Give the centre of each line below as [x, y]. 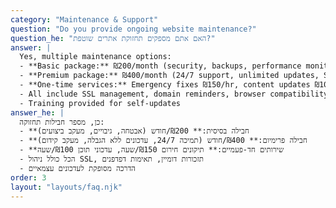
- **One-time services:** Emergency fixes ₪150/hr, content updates [165, 85]
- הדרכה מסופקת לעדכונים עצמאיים [77, 168]
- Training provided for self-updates [100, 103]
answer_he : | [37, 112]
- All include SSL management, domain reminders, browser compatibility [174, 94]
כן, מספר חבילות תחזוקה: [62, 122]
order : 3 [28, 177]
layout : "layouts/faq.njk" [66, 187]
